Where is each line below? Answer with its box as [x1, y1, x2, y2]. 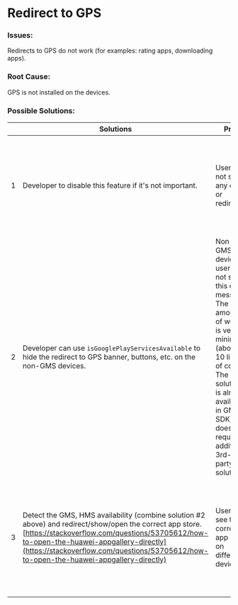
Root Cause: [7, 72, 51, 82]
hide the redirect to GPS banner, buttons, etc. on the [22, 352, 196, 362]
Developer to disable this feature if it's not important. [22, 181, 198, 191]
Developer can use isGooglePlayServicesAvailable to [22, 343, 200, 353]
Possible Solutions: [7, 105, 76, 115]
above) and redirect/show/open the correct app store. [22, 519, 202, 529]
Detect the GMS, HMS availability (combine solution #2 [22, 510, 205, 520]
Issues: [7, 31, 33, 41]
